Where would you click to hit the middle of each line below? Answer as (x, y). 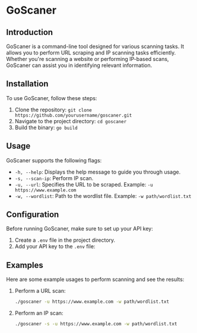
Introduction (30, 32)
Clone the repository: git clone (53, 110)
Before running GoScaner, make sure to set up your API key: (80, 229)
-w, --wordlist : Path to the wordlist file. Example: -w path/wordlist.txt (103, 196)
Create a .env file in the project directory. (65, 240)
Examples (25, 265)
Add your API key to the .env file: (55, 246)
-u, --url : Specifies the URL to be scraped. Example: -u (84, 184)
